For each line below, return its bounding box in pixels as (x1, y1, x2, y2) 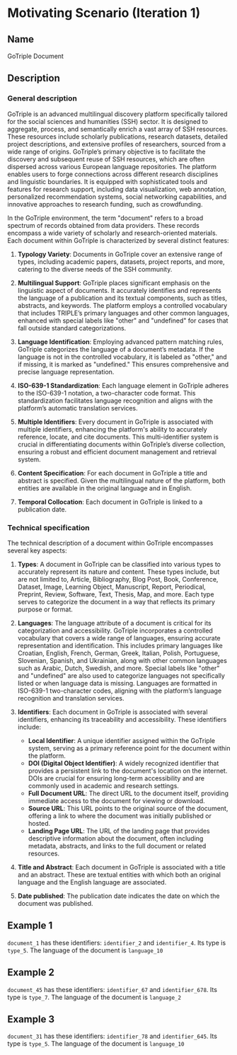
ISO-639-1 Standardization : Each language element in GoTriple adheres (17, 381, 229, 390)
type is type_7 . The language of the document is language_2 (7, 993, 182, 1001)
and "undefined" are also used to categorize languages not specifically (17, 671, 225, 680)
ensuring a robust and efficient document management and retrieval (17, 447, 217, 456)
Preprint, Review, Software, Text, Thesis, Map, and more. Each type (17, 589, 214, 599)
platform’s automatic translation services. (17, 403, 138, 412)
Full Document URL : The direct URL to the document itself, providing (28, 789, 229, 797)
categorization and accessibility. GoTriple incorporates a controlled (17, 626, 214, 635)
